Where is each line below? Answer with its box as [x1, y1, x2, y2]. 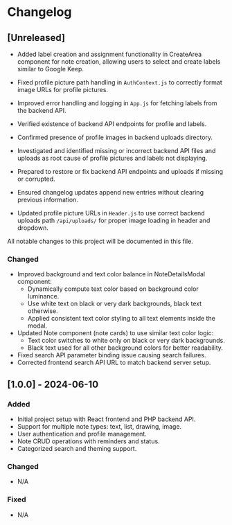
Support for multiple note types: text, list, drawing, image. [17, 422, 182, 430]
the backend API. [17, 107, 67, 114]
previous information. [17, 195, 78, 204]
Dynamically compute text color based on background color [27, 285, 199, 293]
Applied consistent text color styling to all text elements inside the [27, 314, 216, 323]
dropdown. [17, 224, 48, 232]
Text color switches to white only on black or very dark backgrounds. [27, 337, 225, 345]
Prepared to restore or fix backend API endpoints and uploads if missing [17, 168, 224, 175]
